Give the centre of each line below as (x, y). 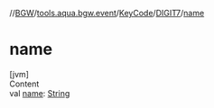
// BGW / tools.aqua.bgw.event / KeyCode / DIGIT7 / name (107, 13)
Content (24, 84)
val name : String (40, 93)
